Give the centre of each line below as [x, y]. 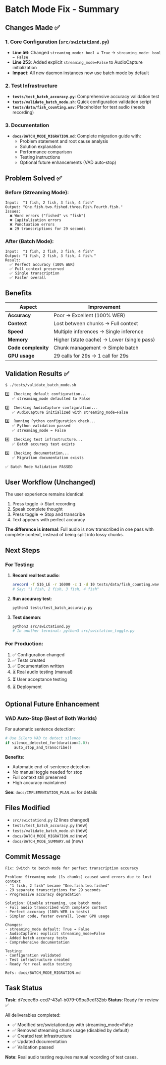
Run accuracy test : [32, 598]
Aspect [28, 307]
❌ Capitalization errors [35, 220]
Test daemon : [27, 617]
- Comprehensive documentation [37, 942]
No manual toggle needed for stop [47, 772]
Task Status [24, 988]
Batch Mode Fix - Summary [62, 9]
